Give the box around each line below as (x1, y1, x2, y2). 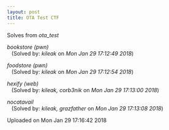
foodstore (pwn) (7, 62, 48, 69)
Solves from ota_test (7, 31, 59, 38)
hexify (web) (7, 80, 39, 87)
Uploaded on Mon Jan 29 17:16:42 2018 (7, 117, 107, 124)
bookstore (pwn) (7, 43, 49, 51)
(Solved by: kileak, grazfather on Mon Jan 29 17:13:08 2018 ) (11, 104, 164, 112)
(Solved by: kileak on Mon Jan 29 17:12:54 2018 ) (11, 68, 134, 75)
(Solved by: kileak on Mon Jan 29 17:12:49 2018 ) (11, 49, 134, 57)
